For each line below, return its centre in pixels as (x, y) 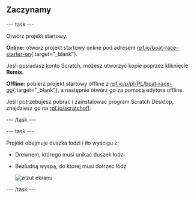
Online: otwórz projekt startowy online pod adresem (71, 47)
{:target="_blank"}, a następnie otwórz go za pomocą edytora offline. (98, 90)
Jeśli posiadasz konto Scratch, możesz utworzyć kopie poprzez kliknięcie (97, 65)
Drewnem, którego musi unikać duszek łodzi (70, 154)
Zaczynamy (29, 10)
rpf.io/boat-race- (158, 47)
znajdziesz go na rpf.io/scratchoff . (49, 108)
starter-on (19, 54)
